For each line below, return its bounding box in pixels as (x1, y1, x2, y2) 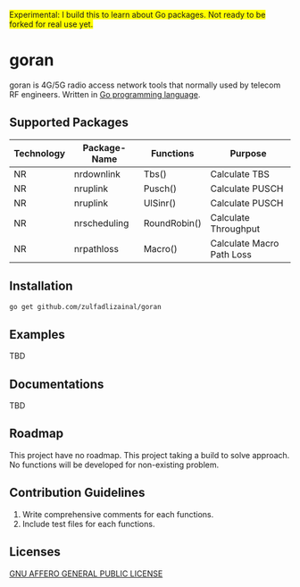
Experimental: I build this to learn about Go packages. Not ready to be (9, 10, 266, 20)
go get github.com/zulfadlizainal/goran (9, 302, 162, 311)
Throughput (210, 222, 261, 235)
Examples (9, 327, 65, 342)
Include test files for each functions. (21, 518, 155, 529)
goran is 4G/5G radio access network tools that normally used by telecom (9, 80, 281, 90)
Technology (13, 147, 65, 159)
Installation (9, 279, 73, 294)
